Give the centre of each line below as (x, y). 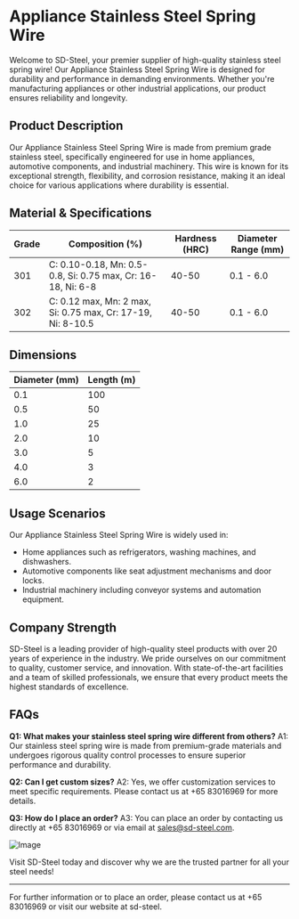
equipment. (43, 599)
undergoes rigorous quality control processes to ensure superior (128, 755)
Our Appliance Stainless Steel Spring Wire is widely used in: (119, 535)
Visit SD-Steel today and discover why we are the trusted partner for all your (149, 862)
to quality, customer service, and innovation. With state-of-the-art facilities (146, 668)
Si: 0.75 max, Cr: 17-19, (101, 312)
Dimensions (43, 355)
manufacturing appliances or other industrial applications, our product (138, 88)
